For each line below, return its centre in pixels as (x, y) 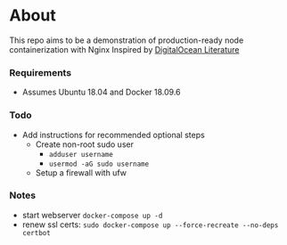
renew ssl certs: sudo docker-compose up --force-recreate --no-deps (150, 225)
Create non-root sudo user (84, 144)
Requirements (41, 72)
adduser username (81, 154)
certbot (36, 233)
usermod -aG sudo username (99, 164)
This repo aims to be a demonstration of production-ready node (127, 40)
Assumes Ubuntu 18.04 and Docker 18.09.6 (101, 92)
